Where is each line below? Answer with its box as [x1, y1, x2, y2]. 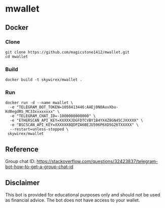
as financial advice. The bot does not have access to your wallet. [5, 197, 140, 203]
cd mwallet [5, 54, 28, 59]
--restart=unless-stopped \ [10, 127, 69, 132]
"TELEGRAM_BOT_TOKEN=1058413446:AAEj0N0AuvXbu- [16, 105, 119, 110]
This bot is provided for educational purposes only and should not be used [5, 192, 160, 198]
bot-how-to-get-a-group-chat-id [5, 164, 74, 170]
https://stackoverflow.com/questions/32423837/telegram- [36, 159, 158, 165]
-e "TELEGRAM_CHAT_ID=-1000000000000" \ [10, 114, 96, 119]
